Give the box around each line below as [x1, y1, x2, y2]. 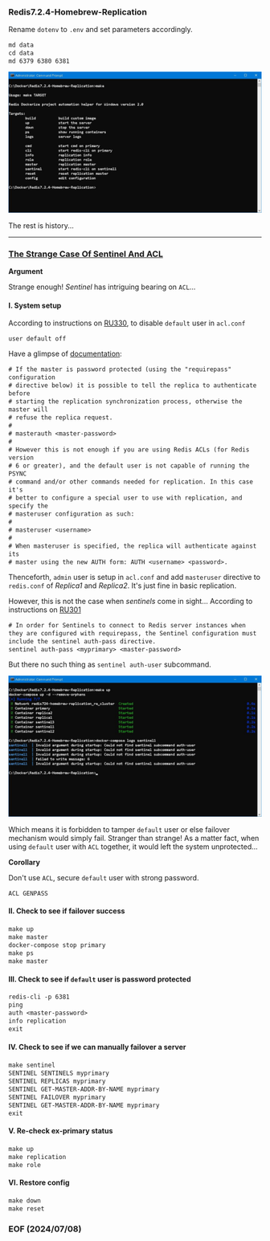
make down [8, 1196, 42, 1205]
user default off [8, 335, 67, 343]
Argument [8, 267, 43, 276]
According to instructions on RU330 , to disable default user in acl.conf [8, 318, 246, 328]
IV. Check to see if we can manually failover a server [8, 1042, 186, 1051]
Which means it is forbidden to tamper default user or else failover [8, 824, 231, 834]
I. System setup [8, 300, 62, 310]
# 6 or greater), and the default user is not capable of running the [8, 462, 250, 470]
